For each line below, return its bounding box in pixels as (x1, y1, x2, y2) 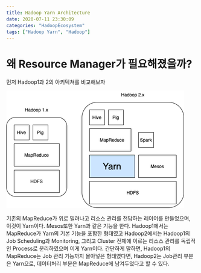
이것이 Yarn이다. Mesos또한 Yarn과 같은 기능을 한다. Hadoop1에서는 (6, 222, 169, 230)
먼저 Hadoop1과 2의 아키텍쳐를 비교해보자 (6, 78, 106, 86)
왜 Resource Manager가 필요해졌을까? (6, 57, 193, 71)
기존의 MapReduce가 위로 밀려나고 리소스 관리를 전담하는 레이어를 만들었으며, (6, 215, 191, 222)
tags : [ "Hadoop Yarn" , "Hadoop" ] (6, 29, 91, 35)
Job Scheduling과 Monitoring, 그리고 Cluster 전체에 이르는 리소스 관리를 (6, 237, 180, 245)
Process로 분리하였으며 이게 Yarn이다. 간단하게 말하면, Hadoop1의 (12, 245, 171, 253)
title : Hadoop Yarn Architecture (6, 10, 91, 16)
